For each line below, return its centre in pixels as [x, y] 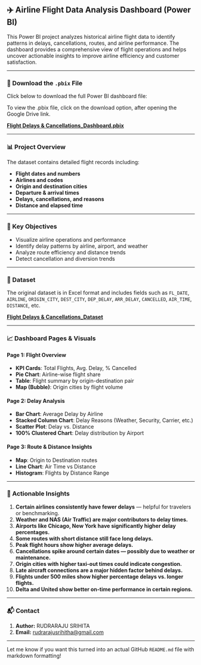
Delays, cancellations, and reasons [60, 199]
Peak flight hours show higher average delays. [74, 544]
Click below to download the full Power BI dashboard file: [77, 96]
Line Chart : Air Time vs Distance [55, 466]
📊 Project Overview [36, 147]
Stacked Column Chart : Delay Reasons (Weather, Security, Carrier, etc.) [104, 420]
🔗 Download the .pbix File [45, 83]
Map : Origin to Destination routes [56, 460]
